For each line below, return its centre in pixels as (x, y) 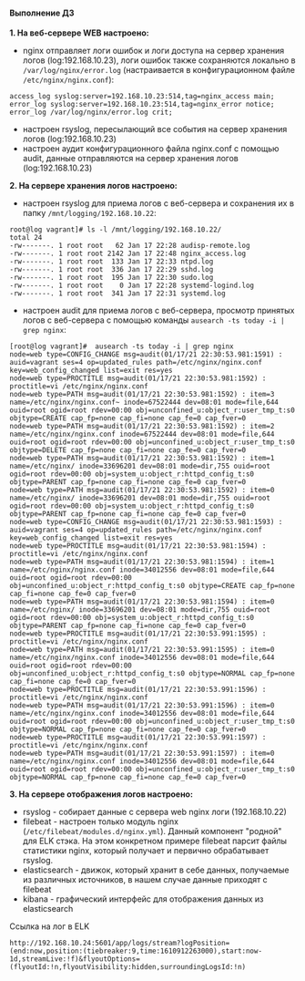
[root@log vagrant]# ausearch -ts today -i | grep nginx (122, 346)
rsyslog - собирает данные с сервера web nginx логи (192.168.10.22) (154, 812)
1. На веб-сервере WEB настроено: (79, 33)
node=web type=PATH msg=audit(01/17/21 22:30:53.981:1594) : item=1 (142, 562)
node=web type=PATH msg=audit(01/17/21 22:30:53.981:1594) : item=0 (142, 602)
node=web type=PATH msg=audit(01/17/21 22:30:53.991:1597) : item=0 (142, 754)
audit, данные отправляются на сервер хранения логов (131, 159)
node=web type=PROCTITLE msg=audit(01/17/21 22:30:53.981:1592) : (138, 378)
